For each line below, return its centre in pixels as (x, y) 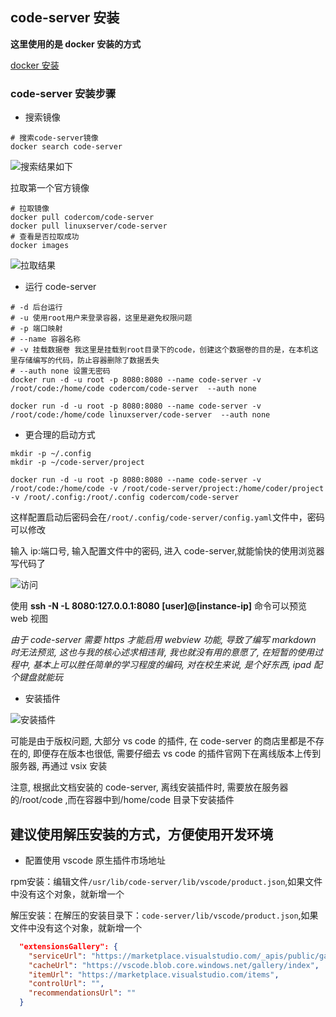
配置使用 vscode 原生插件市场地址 (95, 860)
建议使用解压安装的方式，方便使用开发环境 (141, 834)
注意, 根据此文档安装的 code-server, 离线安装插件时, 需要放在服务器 (149, 787)
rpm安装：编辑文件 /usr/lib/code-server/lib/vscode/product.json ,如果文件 (166, 881)
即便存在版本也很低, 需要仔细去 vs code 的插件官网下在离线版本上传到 (177, 754)
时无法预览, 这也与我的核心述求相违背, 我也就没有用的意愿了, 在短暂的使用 (162, 652)
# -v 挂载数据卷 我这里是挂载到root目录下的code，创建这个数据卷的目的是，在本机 (161, 350)
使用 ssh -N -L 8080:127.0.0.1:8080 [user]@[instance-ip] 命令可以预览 (158, 606)
